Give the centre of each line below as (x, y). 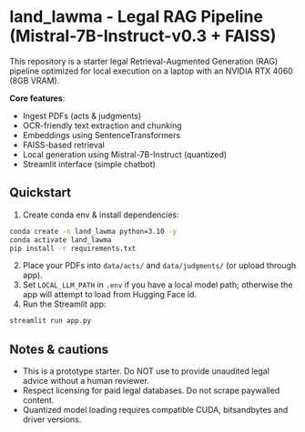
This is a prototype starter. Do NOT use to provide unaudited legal (146, 371)
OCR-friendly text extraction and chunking (102, 126)
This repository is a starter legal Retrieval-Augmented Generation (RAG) (144, 61)
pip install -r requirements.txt (73, 248)
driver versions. (52, 419)
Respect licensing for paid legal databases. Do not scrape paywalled (151, 391)
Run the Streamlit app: (64, 304)
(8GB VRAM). (35, 80)
